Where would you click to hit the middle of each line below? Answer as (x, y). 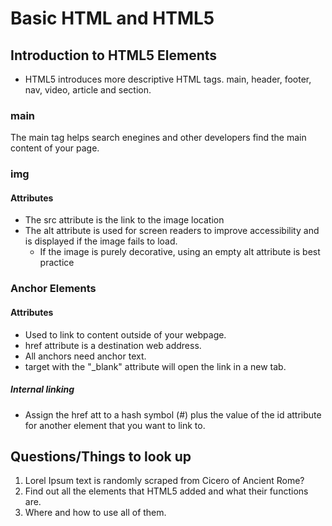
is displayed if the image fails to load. (101, 241)
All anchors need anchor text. (85, 356)
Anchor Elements (53, 289)
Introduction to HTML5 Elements (114, 55)
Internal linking (42, 389)
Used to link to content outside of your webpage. (125, 334)
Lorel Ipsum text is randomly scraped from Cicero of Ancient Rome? (164, 481)
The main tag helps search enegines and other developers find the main (158, 138)
